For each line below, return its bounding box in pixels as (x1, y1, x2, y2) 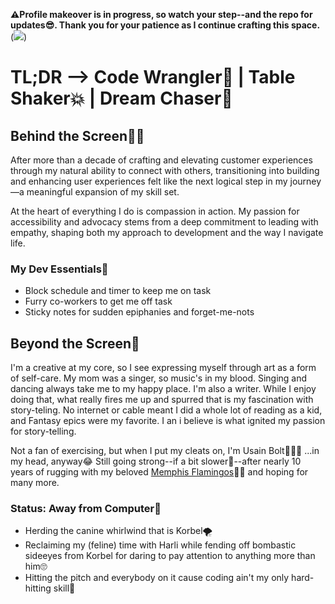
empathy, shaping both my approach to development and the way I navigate (10, 227, 324, 238)
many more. (10, 477, 60, 489)
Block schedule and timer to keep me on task (24, 285, 212, 297)
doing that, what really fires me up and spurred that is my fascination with (10, 394, 314, 406)
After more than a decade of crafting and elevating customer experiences (10, 154, 313, 166)
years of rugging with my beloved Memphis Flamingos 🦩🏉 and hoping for (10, 466, 309, 478)
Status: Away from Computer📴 (10, 502, 162, 516)
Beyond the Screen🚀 (10, 335, 140, 352)
